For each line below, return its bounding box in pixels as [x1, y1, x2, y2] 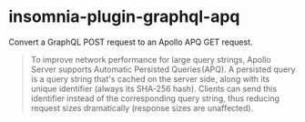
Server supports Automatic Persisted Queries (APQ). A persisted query [30, 64, 296, 75]
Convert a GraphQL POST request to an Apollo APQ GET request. [8, 36, 253, 47]
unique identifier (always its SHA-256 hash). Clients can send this [30, 83, 278, 94]
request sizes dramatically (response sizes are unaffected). [30, 102, 254, 113]
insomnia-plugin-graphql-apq [8, 6, 240, 27]
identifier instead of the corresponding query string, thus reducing [30, 93, 280, 104]
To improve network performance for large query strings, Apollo [30, 54, 271, 65]
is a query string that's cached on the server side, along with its [30, 73, 270, 84]
